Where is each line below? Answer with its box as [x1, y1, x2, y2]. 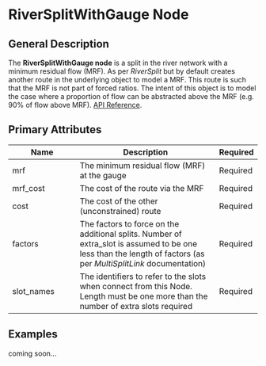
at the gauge [79, 170, 127, 181]
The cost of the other [79, 196, 158, 207]
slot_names [12, 285, 55, 296]
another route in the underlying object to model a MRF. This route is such [8, 75, 247, 84]
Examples [8, 327, 58, 341]
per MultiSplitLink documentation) [79, 257, 207, 269]
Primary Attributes [8, 123, 102, 136]
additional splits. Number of [79, 228, 182, 239]
